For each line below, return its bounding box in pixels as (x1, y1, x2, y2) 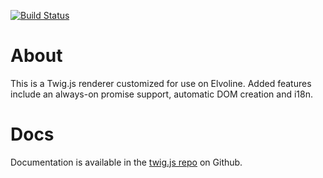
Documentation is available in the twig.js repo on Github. (10, 156, 243, 168)
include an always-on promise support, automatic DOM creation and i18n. (10, 88, 313, 100)
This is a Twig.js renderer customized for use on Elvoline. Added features (10, 77, 312, 89)
